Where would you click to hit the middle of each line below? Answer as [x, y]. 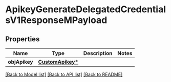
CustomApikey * [58, 62]
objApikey [20, 62]
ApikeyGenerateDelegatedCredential [86, 9]
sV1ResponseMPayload [56, 20]
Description [98, 53]
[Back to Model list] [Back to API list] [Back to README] [64, 74]
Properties [23, 39]
